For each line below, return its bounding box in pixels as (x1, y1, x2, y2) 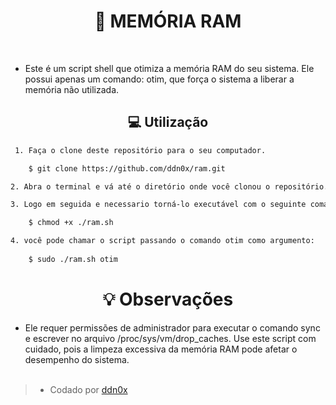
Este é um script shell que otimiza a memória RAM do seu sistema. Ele (24, 62, 315, 74)
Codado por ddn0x (49, 383, 128, 395)
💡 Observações (102, 288, 234, 310)
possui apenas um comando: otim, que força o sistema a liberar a (24, 73, 295, 85)
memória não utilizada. (24, 83, 120, 95)
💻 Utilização (127, 114, 209, 131)
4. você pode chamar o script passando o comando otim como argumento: (10, 236, 315, 246)
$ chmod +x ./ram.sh (28, 218, 114, 228)
